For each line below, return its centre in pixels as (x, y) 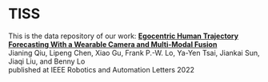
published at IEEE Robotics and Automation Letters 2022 (101, 69)
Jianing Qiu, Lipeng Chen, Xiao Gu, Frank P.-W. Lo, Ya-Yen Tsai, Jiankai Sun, (134, 53)
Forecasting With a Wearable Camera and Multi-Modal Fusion (113, 44)
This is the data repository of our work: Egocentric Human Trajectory (123, 36)
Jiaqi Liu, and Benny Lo (47, 61)
